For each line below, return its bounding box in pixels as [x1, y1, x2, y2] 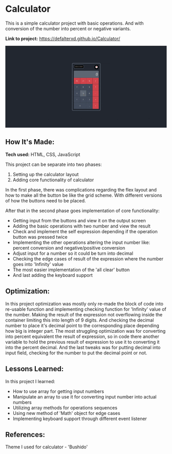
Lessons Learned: [5, 365, 64, 373]
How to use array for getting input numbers [12, 388, 104, 394]
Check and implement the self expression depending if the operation [12, 228, 158, 234]
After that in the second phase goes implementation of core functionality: [5, 207, 160, 214]
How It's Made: [5, 138, 55, 146]
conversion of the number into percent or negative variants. [5, 25, 131, 31]
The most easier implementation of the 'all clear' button [12, 267, 130, 273]
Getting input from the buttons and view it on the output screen [12, 217, 146, 223]
